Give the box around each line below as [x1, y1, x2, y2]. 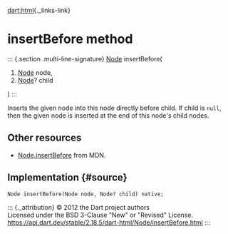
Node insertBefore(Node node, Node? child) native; [7, 190, 164, 198]
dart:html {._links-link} [7, 6, 71, 14]
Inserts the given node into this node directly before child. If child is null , [7, 103, 222, 112]
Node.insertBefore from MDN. [17, 151, 106, 159]
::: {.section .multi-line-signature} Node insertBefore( [7, 54, 162, 63]
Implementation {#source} [7, 171, 128, 184]
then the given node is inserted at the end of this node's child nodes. [7, 111, 209, 120]
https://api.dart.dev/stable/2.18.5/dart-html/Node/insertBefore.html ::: [7, 218, 210, 227]
